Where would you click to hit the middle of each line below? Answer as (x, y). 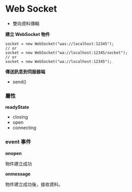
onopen (13, 153)
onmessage (18, 174)
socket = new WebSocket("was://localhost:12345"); (60, 44)
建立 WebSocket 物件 (28, 34)
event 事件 (18, 142)
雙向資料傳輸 (26, 23)
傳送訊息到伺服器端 (25, 71)
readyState (17, 107)
